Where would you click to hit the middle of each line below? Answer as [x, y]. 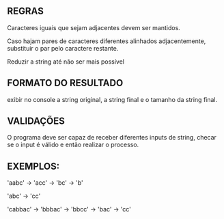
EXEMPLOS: [33, 166]
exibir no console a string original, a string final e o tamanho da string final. [112, 99]
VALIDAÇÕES [36, 121]
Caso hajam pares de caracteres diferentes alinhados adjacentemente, [107, 41]
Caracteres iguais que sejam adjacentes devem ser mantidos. [94, 27]
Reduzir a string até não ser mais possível [66, 62]
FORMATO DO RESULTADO [65, 83]
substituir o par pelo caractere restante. [63, 48]
